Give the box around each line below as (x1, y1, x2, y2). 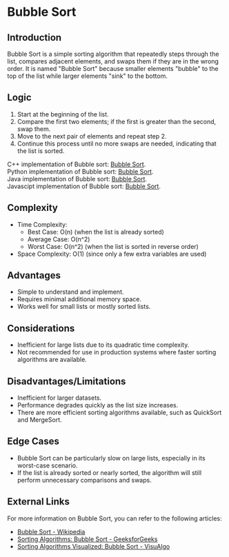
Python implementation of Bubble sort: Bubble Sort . (7, 167, 154, 176)
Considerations (7, 322, 75, 334)
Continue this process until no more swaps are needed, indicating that (17, 139, 217, 148)
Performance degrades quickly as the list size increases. (17, 401, 179, 409)
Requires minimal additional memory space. (17, 295, 142, 303)
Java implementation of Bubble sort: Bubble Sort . (7, 174, 147, 183)
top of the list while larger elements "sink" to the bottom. (7, 72, 168, 80)
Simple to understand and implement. (17, 287, 124, 296)
